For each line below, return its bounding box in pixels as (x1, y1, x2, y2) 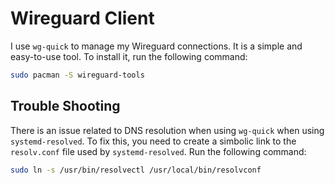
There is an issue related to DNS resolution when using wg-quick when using (10, 124, 325, 136)
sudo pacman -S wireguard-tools (10, 70, 145, 80)
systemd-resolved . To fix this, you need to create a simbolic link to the (10, 135, 297, 147)
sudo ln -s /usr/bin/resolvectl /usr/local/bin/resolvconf (10, 165, 262, 175)
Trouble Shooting (10, 98, 121, 115)
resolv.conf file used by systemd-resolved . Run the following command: (10, 145, 307, 157)
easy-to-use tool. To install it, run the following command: (10, 50, 248, 62)
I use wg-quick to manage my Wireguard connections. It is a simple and (10, 40, 303, 52)
